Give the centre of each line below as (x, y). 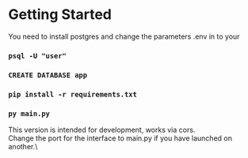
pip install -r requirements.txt (72, 94)
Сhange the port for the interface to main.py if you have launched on (120, 138)
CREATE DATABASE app (48, 75)
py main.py (29, 113)
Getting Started (60, 15)
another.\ (23, 147)
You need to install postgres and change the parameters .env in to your (124, 36)
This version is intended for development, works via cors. (102, 130)
